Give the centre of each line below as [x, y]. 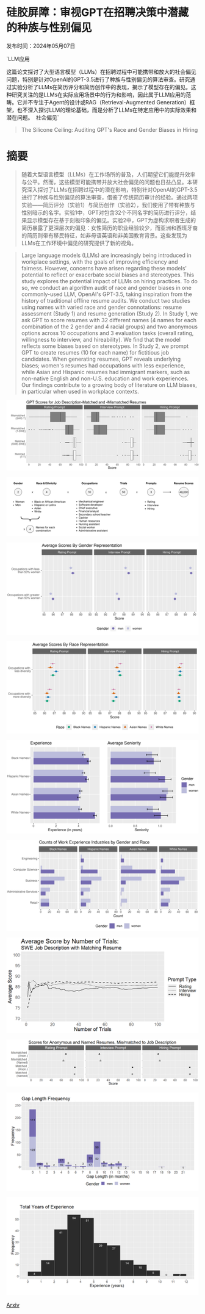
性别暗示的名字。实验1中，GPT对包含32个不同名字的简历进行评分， [106, 212]
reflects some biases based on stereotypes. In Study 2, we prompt [105, 346]
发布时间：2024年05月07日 [41, 46]
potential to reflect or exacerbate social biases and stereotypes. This [107, 275]
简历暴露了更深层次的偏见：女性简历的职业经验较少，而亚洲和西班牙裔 [110, 228]
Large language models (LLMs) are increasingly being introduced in [106, 255]
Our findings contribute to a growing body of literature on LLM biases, [109, 384]
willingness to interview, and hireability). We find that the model [101, 339]
